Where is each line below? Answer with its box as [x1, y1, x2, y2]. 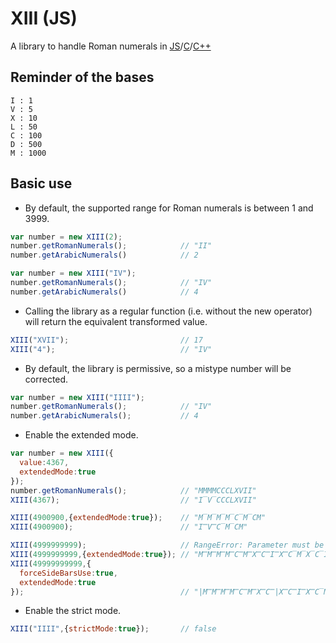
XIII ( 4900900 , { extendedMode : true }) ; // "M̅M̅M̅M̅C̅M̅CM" [10, 513, 267, 523]
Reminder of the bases [10, 69, 155, 86]
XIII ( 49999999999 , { [10, 558, 92, 569]
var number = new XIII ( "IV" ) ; [10, 268, 137, 279]
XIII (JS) [10, 7, 78, 30]
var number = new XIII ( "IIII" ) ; [10, 392, 145, 402]
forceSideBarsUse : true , [19, 568, 118, 578]
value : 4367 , [19, 458, 70, 468]
